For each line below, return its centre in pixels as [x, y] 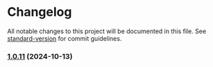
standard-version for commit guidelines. [65, 38]
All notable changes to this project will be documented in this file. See [107, 31]
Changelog [40, 12]
